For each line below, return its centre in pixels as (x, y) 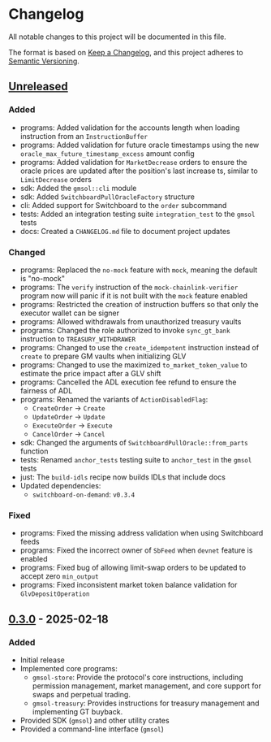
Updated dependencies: (60, 485)
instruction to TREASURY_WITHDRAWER (78, 339)
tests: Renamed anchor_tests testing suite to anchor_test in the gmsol (136, 459)
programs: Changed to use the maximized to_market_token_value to (133, 364)
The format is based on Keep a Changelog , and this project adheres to (126, 52)
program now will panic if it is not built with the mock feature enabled (134, 295)
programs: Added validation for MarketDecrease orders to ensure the (133, 162)
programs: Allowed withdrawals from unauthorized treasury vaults (131, 321)
